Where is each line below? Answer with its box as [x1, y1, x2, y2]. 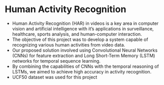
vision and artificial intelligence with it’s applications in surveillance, [12, 25, 154, 31]
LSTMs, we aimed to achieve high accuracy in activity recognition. [12, 68, 152, 74]
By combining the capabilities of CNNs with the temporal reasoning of [12, 63, 159, 69]
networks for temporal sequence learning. [12, 58, 101, 64]
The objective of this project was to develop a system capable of [12, 36, 148, 42]
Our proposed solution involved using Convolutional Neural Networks [12, 47, 158, 53]
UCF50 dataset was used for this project [12, 74, 97, 80]
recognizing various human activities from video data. [12, 41, 125, 48]
